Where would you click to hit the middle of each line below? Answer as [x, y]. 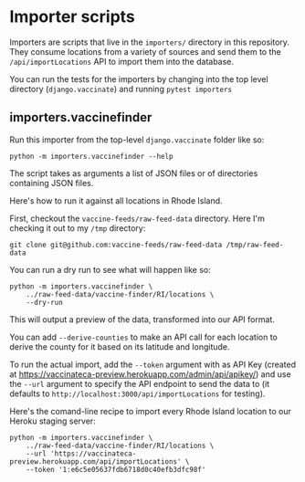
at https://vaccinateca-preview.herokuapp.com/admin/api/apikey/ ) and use [150, 374]
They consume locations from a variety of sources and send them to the [145, 51]
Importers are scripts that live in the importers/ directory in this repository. [150, 42]
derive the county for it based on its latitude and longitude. [120, 346]
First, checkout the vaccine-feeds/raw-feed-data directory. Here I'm [137, 218]
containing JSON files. [52, 183]
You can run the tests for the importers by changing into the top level [139, 79]
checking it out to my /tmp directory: [78, 228]
